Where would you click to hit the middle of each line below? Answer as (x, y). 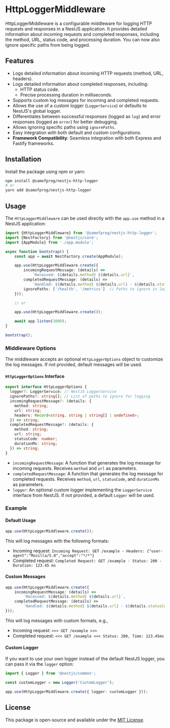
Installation (23, 159)
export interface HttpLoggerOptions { (46, 387)
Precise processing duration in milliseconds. (66, 94)
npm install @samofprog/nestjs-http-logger (52, 181)
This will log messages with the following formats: (57, 541)
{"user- (155, 551)
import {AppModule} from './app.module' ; (50, 242)
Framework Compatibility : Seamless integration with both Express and (87, 138)
